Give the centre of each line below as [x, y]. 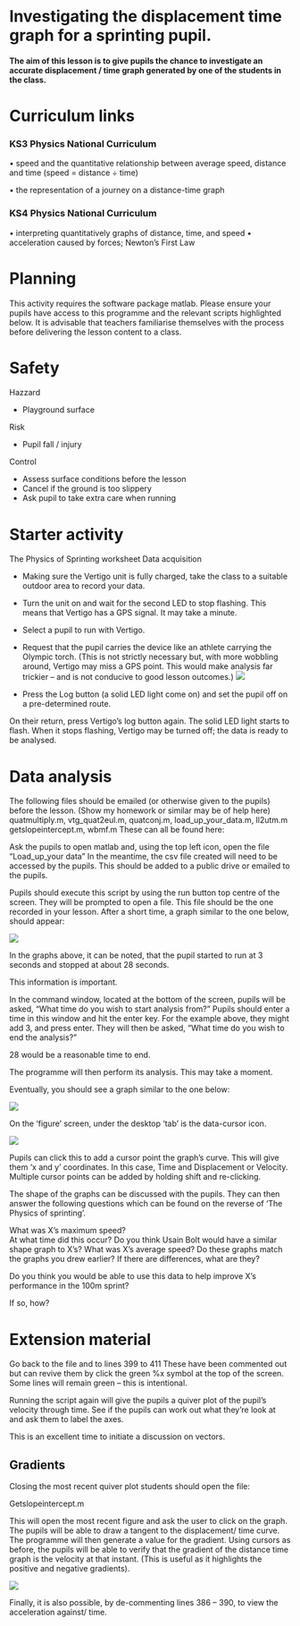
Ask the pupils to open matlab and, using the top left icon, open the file [139, 847]
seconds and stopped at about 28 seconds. [89, 965]
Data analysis [61, 776]
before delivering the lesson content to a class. [96, 332]
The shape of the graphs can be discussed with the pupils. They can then [145, 1194]
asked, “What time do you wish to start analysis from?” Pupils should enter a [150, 1009]
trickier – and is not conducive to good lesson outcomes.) [128, 677]
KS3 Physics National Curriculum [83, 143]
